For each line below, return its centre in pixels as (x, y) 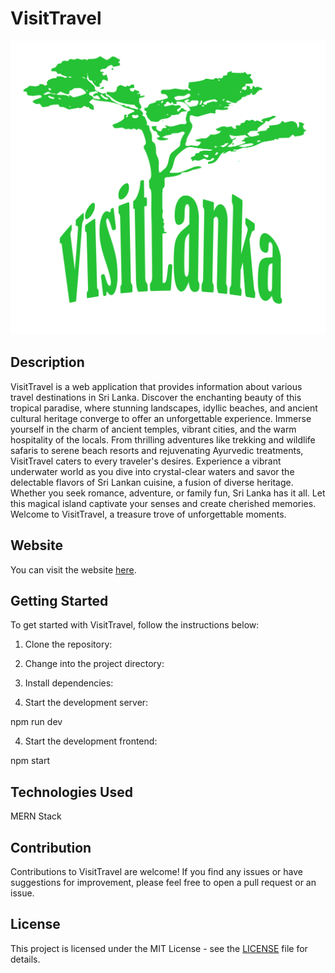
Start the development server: (86, 703)
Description (47, 362)
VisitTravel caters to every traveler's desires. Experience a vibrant (146, 461)
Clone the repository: (68, 644)
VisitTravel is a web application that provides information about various (156, 386)
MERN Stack (36, 816)
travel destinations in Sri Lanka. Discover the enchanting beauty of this (156, 397)
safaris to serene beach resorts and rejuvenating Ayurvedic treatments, (157, 450)
